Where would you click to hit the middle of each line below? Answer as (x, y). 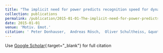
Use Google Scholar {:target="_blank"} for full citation (58, 46)
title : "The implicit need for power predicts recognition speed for (77, 9)
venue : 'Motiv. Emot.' (28, 27)
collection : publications (31, 14)
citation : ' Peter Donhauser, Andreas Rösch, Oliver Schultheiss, (76, 32)
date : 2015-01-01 (23, 23)
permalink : (16, 18)
